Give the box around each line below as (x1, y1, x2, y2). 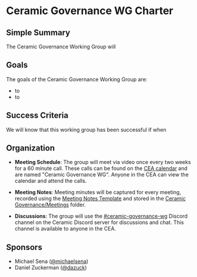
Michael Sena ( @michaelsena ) (14, 258, 89, 265)
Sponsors (6, 242, 42, 252)
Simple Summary (6, 28, 71, 38)
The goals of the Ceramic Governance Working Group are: (6, 75, 148, 83)
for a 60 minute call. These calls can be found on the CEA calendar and (14, 165, 188, 172)
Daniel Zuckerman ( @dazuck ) (14, 264, 87, 271)
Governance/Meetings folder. (14, 201, 86, 208)
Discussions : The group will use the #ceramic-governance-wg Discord (14, 213, 188, 220)
